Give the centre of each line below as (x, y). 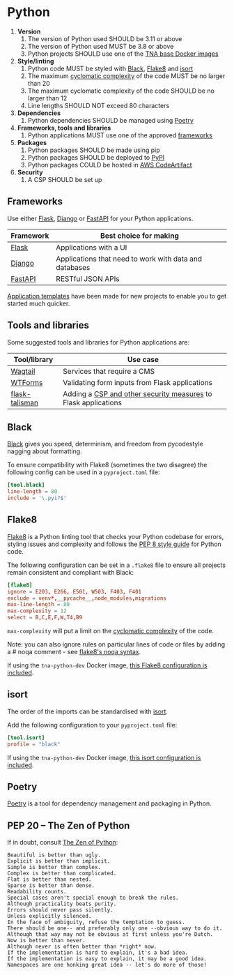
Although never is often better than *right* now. (82, 947)
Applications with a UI (91, 247)
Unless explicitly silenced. (49, 916)
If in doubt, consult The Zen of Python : (63, 842)
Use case (143, 359)
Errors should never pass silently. (60, 910)
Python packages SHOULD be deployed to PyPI (96, 157)
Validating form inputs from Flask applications (137, 382)
